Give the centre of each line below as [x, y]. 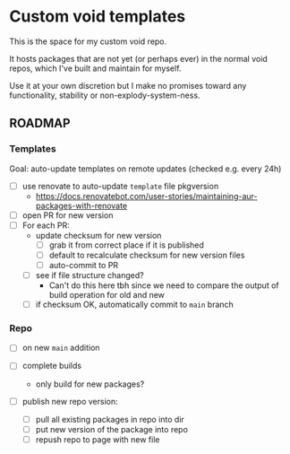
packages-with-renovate [81, 205]
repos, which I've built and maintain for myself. [95, 68]
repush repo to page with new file [98, 439]
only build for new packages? [90, 384]
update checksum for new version [98, 235]
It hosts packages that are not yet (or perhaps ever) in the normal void [139, 58]
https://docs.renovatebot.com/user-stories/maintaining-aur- [146, 196]
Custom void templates [98, 17]
